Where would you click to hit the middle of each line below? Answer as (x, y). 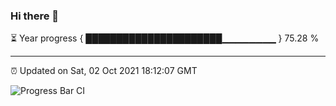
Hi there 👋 (35, 16)
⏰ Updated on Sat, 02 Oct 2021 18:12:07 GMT (104, 71)
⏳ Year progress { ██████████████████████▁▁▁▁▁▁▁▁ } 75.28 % (165, 38)
